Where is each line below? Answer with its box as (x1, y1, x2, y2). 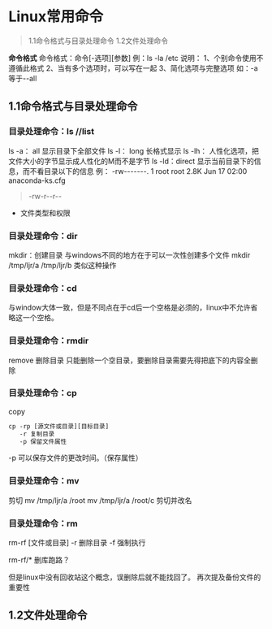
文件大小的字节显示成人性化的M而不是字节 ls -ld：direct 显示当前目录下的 (8, 156, 254, 166)
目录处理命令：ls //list (8, 126, 95, 137)
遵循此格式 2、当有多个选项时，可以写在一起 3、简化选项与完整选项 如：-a (8, 63, 258, 73)
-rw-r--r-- (28, 191, 63, 201)
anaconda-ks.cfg (8, 176, 66, 185)
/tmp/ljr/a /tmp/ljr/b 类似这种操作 (8, 260, 117, 270)
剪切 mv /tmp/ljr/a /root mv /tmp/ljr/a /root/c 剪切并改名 (8, 495, 192, 505)
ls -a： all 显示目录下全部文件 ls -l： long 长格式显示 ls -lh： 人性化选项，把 (8, 145, 260, 155)
